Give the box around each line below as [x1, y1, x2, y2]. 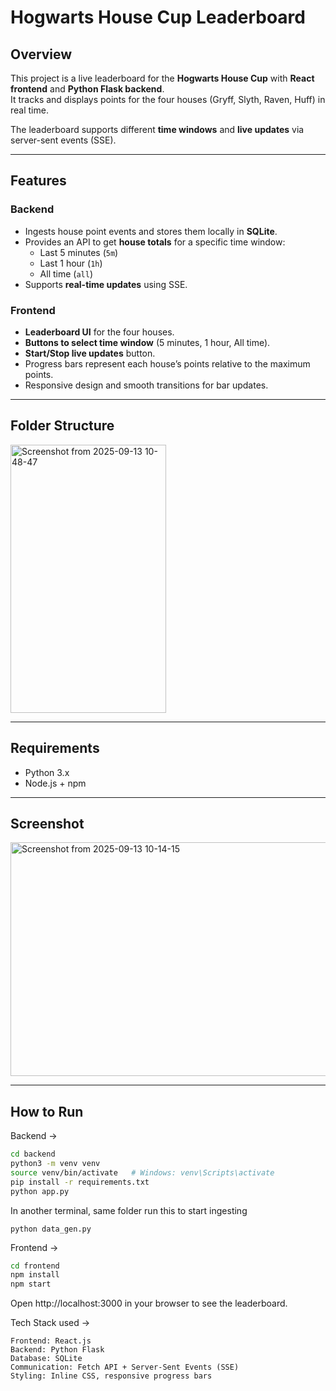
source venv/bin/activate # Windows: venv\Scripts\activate [10, 1167, 275, 1178]
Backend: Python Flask [10, 1345, 105, 1355]
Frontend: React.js [10, 1336, 92, 1346]
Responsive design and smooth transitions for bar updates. [24, 379, 269, 391]
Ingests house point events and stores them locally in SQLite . [24, 225, 278, 237]
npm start [10, 1279, 52, 1290]
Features [10, 172, 67, 190]
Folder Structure [10, 417, 115, 435]
